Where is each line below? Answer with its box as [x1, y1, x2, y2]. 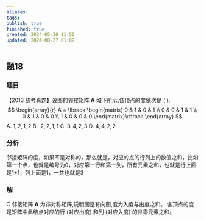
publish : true [6, 20, 43, 26]
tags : [6, 15, 20, 21]
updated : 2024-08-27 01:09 [6, 37, 75, 43]
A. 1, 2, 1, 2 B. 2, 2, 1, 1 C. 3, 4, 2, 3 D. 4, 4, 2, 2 [6, 122, 116, 129]
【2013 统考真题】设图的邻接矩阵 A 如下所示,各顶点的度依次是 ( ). [6, 96, 171, 104]
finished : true [6, 26, 45, 32]
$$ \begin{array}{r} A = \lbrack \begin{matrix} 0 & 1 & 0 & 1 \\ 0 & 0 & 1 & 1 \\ [7, 106, 197, 114]
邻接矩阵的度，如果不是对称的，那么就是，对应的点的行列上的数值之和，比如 [6, 153, 199, 161]
